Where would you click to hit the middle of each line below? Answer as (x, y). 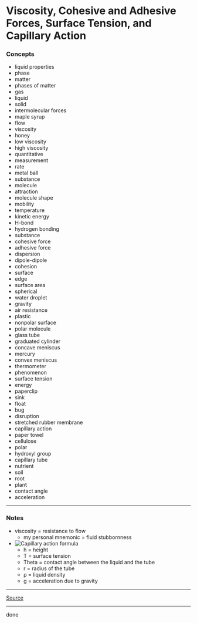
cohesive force (33, 241)
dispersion (27, 254)
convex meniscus (36, 360)
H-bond (24, 223)
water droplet (31, 298)
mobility (24, 204)
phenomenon (30, 373)
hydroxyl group (33, 454)
